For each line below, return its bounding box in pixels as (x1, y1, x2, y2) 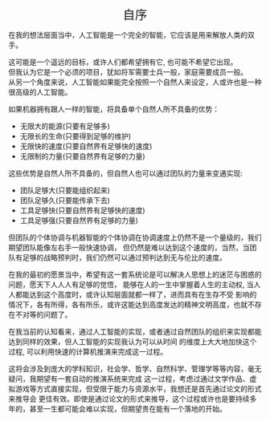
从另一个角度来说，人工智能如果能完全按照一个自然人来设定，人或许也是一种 (8, 77, 262, 87)
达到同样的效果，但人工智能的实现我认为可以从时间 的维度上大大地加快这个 (8, 337, 257, 346)
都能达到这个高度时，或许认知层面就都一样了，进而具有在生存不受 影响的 (14, 289, 257, 299)
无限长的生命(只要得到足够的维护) (19, 132, 132, 140)
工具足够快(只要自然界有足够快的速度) (19, 205, 146, 215)
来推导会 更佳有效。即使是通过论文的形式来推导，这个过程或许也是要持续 (8, 394, 250, 403)
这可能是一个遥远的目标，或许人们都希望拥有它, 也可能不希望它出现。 (8, 57, 238, 67)
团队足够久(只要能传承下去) (19, 196, 111, 204)
